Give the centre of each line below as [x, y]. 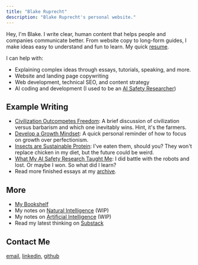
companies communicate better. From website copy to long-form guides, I [97, 40]
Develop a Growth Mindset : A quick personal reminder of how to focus [100, 134]
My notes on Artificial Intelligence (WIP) [63, 217]
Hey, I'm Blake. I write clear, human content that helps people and [86, 34]
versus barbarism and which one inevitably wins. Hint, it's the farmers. [100, 127]
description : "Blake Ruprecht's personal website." [71, 17]
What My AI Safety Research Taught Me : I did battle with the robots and [102, 159]
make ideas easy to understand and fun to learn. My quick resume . [88, 46]
